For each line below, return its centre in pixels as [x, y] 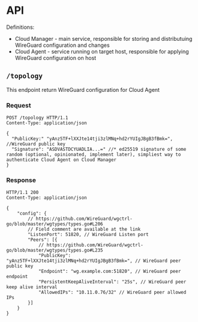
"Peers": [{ [43, 240]
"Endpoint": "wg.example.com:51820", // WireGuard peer [109, 272]
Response [21, 180]
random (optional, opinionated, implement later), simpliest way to [94, 155]
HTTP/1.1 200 [22, 193]
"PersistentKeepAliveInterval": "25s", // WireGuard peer [112, 282]
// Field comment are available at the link [84, 229]
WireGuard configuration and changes [62, 45]
